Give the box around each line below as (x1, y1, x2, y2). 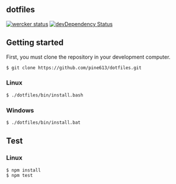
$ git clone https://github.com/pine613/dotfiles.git (6, 64, 142, 70)
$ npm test (6, 173, 33, 179)
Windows (6, 106, 34, 114)
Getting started (6, 38, 64, 48)
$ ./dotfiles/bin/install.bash (6, 92, 84, 98)
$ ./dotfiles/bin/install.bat (6, 120, 81, 125)
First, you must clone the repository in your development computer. (6, 53, 171, 60)
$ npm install (6, 167, 41, 173)
